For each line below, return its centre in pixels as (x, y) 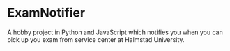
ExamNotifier (46, 13)
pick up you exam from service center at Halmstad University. (96, 39)
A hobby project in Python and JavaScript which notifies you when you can (115, 32)
